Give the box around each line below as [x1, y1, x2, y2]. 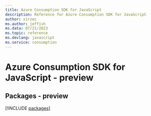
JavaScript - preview [5, 72, 94, 83]
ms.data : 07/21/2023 [5, 26, 48, 31]
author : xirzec [5, 16, 37, 21]
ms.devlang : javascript [5, 35, 55, 40]
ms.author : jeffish [5, 21, 46, 26]
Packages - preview [5, 92, 68, 100]
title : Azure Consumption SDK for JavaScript [5, 7, 101, 12]
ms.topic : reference [5, 30, 48, 35]
